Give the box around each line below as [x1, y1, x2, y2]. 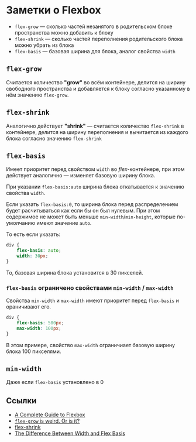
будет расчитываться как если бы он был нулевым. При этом [6, 207, 160, 214]
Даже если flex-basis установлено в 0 [6, 379, 104, 386]
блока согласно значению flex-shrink [6, 135, 102, 142]
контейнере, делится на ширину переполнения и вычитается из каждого [6, 128, 188, 135]
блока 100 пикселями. [6, 348, 61, 355]
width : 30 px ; [16, 253, 49, 259]
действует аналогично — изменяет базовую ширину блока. [6, 172, 156, 179]
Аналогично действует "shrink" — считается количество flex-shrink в [6, 122, 184, 129]
